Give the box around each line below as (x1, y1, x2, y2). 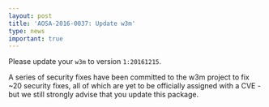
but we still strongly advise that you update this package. (8, 90, 199, 100)
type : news (8, 27, 45, 35)
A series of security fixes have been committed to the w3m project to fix (8, 72, 250, 82)
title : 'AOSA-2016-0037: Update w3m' (8, 19, 136, 28)
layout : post (8, 11, 53, 20)
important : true (8, 34, 63, 43)
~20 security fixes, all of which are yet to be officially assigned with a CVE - (8, 81, 262, 91)
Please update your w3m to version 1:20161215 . (8, 57, 162, 66)
